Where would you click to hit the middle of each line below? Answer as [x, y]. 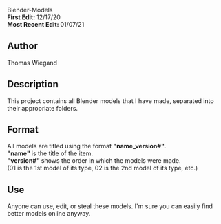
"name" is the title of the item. [50, 153]
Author [22, 46]
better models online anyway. [49, 214]
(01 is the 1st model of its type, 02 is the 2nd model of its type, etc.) [103, 168]
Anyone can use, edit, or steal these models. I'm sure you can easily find [110, 206]
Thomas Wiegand [32, 63]
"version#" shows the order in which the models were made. [94, 161]
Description [33, 84]
